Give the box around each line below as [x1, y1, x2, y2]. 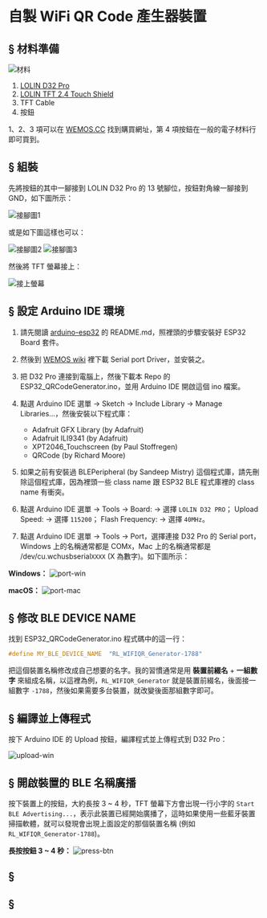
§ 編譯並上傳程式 [8, 711, 91, 725]
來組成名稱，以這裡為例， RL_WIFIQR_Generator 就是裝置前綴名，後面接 [17, 676, 249, 686]
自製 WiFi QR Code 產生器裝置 [8, 7, 207, 26]
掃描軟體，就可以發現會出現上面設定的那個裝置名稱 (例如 [8, 818, 196, 828]
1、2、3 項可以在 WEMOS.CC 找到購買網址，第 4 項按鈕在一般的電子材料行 [8, 125, 257, 133]
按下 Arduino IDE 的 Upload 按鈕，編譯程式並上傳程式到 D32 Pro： [8, 735, 228, 744]
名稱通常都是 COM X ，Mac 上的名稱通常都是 [67, 541, 211, 551]
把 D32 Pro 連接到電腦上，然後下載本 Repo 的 [19, 371, 171, 381]
